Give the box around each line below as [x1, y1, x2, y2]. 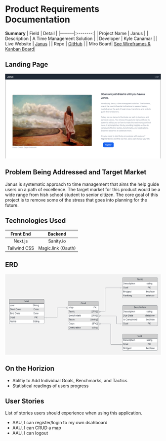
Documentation [5, 14, 71, 25]
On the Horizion [5, 364, 55, 373]
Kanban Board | [5, 46, 36, 52]
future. [5, 202, 19, 208]
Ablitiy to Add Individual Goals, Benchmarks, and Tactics [12, 377, 127, 383]
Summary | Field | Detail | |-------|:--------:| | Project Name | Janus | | [5, 30, 148, 36]
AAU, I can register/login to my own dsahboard [12, 420, 108, 426]
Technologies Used [5, 216, 66, 225]
